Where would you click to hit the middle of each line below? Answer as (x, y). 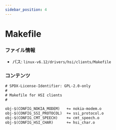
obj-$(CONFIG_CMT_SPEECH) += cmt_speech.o (52, 118)
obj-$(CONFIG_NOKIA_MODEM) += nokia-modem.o (53, 108)
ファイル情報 (20, 50)
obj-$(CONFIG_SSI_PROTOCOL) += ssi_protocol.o (55, 113)
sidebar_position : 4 (26, 10)
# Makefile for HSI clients (34, 95)
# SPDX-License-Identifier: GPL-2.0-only (48, 86)
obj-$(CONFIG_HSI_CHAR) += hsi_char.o (50, 122)
